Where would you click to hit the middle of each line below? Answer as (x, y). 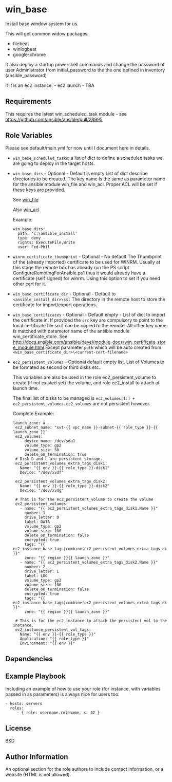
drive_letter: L (42, 571)
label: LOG (36, 576)
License (18, 728)
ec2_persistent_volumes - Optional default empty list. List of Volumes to (89, 362)
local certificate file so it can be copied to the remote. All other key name (90, 325)
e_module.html (28, 347)
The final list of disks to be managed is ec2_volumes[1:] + (74, 398)
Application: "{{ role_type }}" (54, 639)
